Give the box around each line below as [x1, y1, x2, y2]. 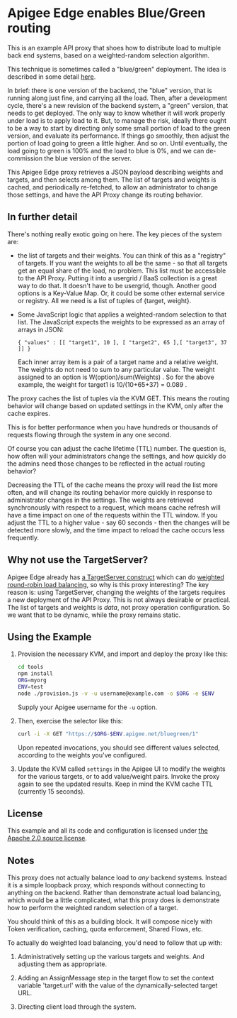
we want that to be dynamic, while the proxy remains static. [7, 611, 181, 619]
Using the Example [7, 630, 92, 643]
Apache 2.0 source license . [7, 834, 87, 843]
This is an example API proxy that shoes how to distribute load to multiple [7, 43, 221, 52]
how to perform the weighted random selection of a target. [7, 904, 178, 912]
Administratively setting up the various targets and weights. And [17, 953, 205, 961]
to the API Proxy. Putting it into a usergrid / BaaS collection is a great [17, 273, 217, 282]
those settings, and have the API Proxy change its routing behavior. [7, 190, 203, 199]
